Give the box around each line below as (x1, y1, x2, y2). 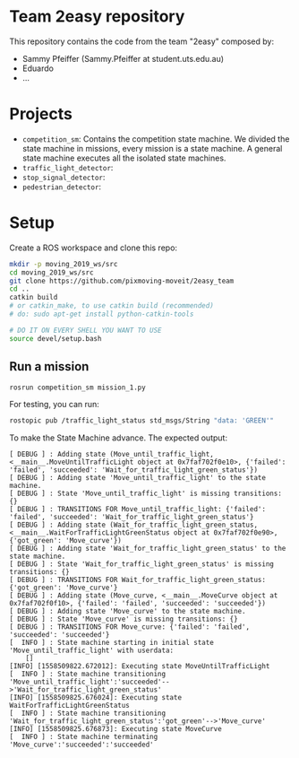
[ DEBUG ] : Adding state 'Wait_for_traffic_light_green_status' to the (9, 545, 286, 553)
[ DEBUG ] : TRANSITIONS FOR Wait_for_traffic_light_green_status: (9, 576, 267, 585)
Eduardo (21, 63, 54, 74)
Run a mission (9, 359, 90, 374)
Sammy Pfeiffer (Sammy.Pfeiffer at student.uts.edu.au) (21, 53, 225, 64)
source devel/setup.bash (9, 334, 102, 343)
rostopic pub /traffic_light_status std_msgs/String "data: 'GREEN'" (9, 416, 275, 425)
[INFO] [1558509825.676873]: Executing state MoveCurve (9, 725, 222, 734)
